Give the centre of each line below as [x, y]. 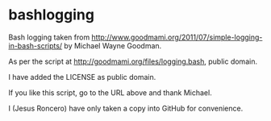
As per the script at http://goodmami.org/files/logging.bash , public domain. [133, 61]
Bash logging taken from [49, 37]
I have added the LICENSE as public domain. [82, 77]
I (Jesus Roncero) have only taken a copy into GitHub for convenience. [126, 108]
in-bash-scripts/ [35, 45]
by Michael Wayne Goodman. [113, 45]
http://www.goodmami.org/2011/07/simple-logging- [177, 37]
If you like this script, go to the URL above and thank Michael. [110, 92]
